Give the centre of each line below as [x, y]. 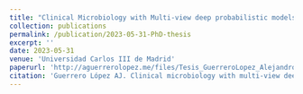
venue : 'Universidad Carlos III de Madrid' [92, 59]
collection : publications [58, 26]
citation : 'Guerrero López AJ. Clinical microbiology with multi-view [145, 76]
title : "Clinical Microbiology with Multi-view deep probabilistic [139, 17]
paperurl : [28, 68]
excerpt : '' [32, 43]
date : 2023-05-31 [42, 51]
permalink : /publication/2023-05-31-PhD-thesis [101, 34]
